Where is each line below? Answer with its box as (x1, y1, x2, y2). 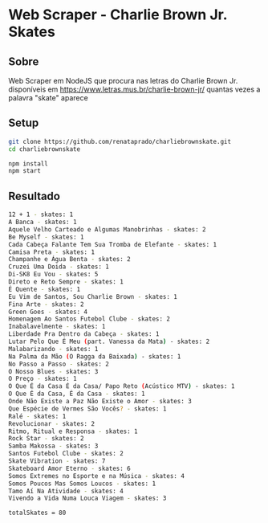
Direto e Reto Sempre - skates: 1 (8, 278, 124, 286)
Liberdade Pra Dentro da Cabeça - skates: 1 (8, 330, 160, 338)
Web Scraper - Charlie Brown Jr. (8, 6, 227, 24)
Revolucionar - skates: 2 (8, 419, 95, 427)
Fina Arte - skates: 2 (8, 300, 84, 308)
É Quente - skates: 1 (8, 285, 81, 293)
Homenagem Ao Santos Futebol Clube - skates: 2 (8, 315, 171, 323)
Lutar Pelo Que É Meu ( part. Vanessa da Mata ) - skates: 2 (8, 337, 210, 345)
